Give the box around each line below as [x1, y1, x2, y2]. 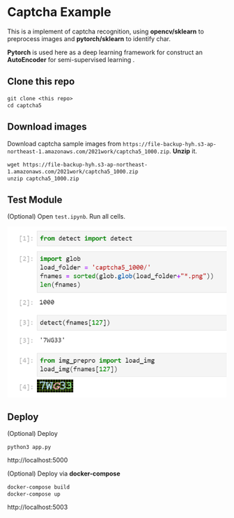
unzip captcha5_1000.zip [7, 175, 79, 182]
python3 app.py [7, 444, 52, 451]
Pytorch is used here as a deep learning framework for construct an [7, 48, 203, 56]
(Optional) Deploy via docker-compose [7, 469, 120, 478]
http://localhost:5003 [7, 503, 68, 512]
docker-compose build [7, 484, 70, 491]
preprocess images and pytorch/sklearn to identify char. [7, 34, 171, 42]
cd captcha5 [7, 102, 42, 109]
